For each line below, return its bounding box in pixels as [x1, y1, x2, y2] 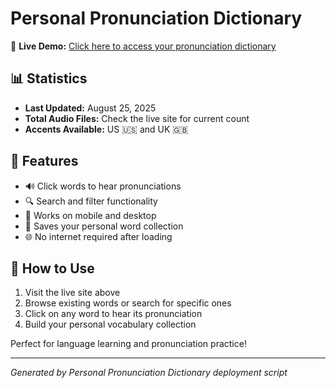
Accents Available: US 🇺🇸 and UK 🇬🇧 [24, 123, 189, 135]
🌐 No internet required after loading [24, 230, 173, 242]
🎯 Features [10, 153, 79, 170]
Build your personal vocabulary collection [24, 318, 197, 331]
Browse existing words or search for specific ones [24, 297, 232, 309]
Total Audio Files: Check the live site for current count [24, 112, 250, 124]
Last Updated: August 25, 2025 [24, 102, 157, 114]
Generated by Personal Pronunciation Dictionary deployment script [10, 367, 288, 379]
